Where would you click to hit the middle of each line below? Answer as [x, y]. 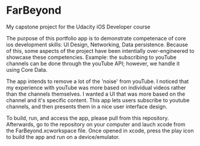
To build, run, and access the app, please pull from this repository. [87, 118]
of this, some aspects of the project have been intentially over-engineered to [100, 50]
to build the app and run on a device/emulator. [63, 137]
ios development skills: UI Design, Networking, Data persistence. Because [97, 45]
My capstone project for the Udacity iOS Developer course [78, 27]
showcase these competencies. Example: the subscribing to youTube [91, 57]
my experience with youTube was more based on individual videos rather [96, 87]
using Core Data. [27, 69]
